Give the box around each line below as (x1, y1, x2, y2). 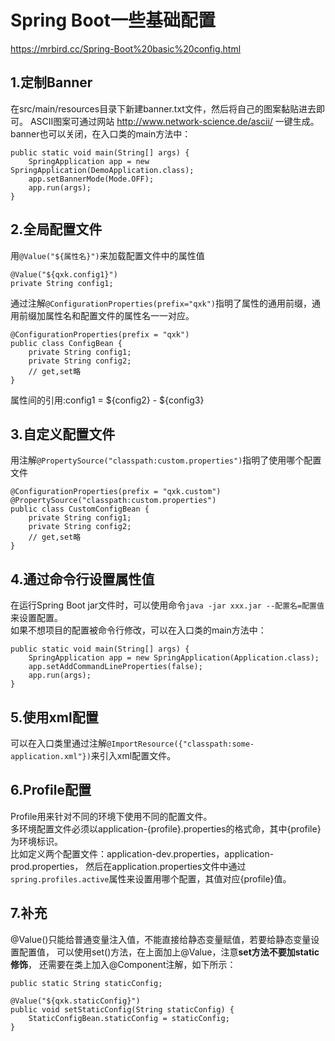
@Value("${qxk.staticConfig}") (10, 996, 141, 1006)
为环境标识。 (10, 835, 63, 847)
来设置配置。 (10, 612, 63, 624)
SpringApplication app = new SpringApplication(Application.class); (28, 653, 320, 663)
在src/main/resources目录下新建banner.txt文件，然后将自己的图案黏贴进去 (10, 102, 317, 115)
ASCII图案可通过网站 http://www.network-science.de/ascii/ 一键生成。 (29, 115, 320, 127)
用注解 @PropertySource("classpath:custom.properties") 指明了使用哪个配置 (10, 454, 322, 466)
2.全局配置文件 (10, 221, 103, 238)
